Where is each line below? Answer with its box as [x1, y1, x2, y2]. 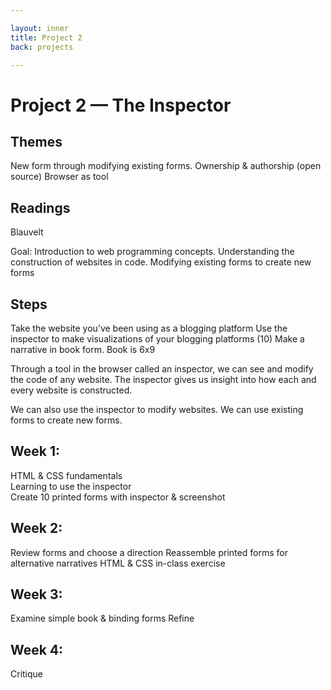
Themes [10, 133, 63, 150]
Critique [10, 668, 44, 680]
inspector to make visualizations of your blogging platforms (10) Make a [10, 333, 305, 345]
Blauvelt [10, 226, 44, 238]
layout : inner [10, 23, 70, 33]
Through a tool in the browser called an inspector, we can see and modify [10, 363, 314, 375]
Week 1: [10, 443, 60, 460]
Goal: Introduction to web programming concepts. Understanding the [10, 246, 295, 258]
